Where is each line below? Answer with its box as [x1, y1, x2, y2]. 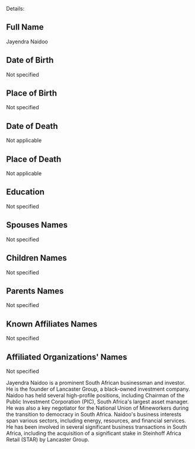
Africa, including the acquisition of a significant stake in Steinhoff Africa [6, 429, 182, 437]
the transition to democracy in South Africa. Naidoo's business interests [6, 410, 182, 418]
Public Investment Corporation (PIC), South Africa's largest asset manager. [6, 398, 189, 405]
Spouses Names [6, 220, 68, 230]
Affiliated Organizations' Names [6, 352, 127, 362]
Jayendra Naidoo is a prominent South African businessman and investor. [6, 379, 186, 386]
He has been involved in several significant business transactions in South [6, 423, 187, 430]
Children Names [6, 253, 67, 263]
